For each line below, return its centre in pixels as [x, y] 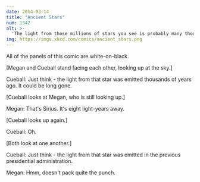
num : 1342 [18, 23]
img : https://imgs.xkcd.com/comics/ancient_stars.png [74, 39]
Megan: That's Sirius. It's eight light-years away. [65, 109]
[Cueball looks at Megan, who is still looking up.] [66, 97]
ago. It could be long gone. [39, 86]
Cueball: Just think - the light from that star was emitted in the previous [93, 155]
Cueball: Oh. [21, 132]
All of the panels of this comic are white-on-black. [68, 56]
